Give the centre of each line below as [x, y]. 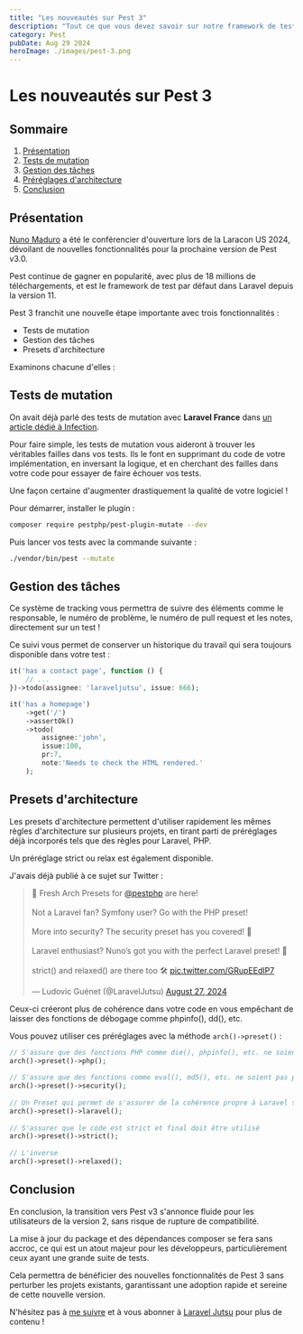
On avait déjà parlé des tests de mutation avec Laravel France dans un [141, 417]
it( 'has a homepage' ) [50, 704]
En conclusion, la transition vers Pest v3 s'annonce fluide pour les [132, 1211]
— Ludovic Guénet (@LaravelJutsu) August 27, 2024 [129, 991]
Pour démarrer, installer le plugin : [72, 508]
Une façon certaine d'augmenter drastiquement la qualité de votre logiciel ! [149, 490]
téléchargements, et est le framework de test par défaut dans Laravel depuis [151, 285]
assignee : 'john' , [74, 738]
